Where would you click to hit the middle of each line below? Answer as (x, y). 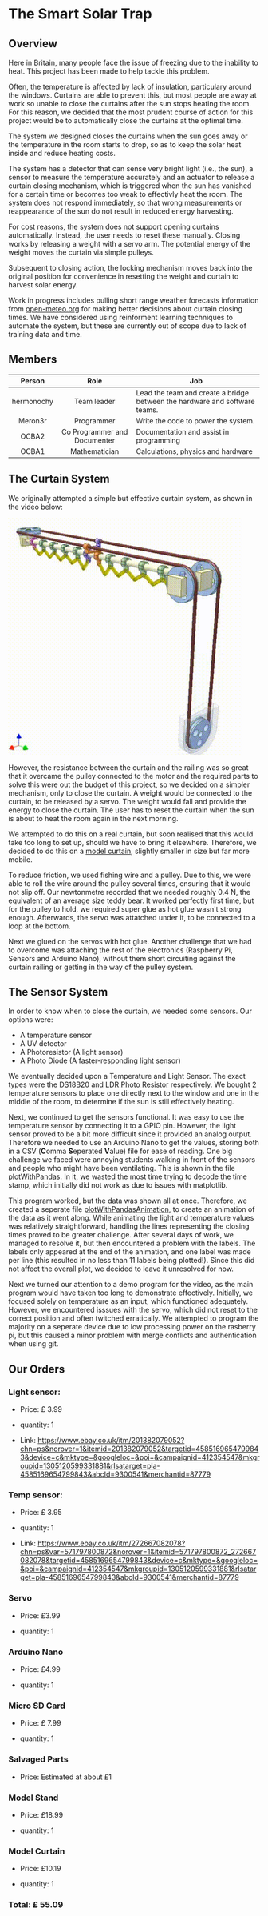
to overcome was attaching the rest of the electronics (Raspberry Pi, (120, 950)
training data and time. (45, 334)
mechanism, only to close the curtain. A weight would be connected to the (130, 792)
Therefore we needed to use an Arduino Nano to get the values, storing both (134, 1143)
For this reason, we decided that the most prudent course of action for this (131, 112)
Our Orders (37, 1369)
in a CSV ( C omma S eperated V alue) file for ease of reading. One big (120, 1151)
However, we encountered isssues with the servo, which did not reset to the (133, 1310)
